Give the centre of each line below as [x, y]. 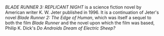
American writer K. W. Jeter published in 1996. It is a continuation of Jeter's [82, 12]
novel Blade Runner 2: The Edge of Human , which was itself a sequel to [78, 18]
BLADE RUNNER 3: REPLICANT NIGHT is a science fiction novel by [73, 7]
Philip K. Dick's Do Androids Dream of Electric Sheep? [60, 28]
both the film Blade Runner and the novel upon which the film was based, [80, 23]
